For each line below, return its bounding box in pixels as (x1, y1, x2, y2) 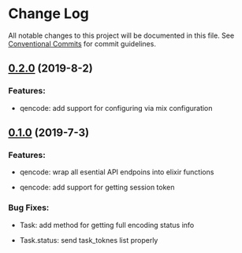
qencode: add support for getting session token (19, 182, 175, 192)
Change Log (8, 5, 89, 23)
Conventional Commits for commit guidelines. (8, 38, 156, 48)
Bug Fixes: (8, 202, 50, 213)
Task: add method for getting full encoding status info (19, 220, 195, 229)
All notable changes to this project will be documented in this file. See (8, 31, 235, 40)
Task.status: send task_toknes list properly (19, 235, 158, 244)
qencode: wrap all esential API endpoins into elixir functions (19, 167, 214, 177)
